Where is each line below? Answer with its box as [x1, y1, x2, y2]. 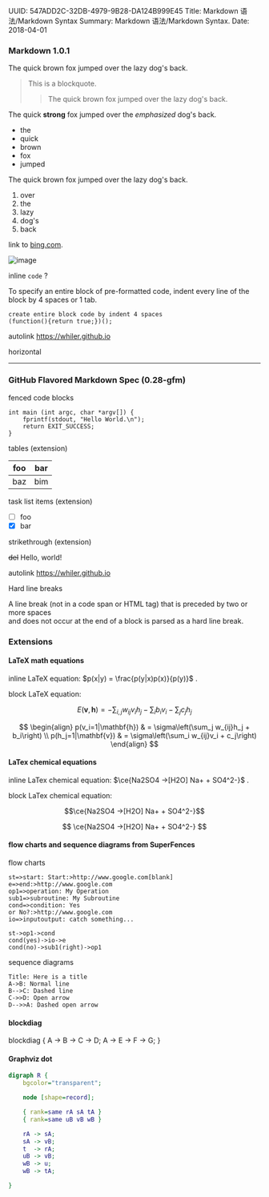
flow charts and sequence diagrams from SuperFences [8, 840, 195, 850]
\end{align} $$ [110, 739, 159, 749]
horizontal [8, 347, 42, 357]
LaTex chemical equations [8, 757, 98, 767]
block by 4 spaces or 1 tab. [8, 295, 98, 305]
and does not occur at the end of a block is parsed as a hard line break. [8, 616, 244, 625]
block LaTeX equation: [8, 689, 82, 698]
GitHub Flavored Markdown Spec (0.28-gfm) [8, 375, 187, 386]
